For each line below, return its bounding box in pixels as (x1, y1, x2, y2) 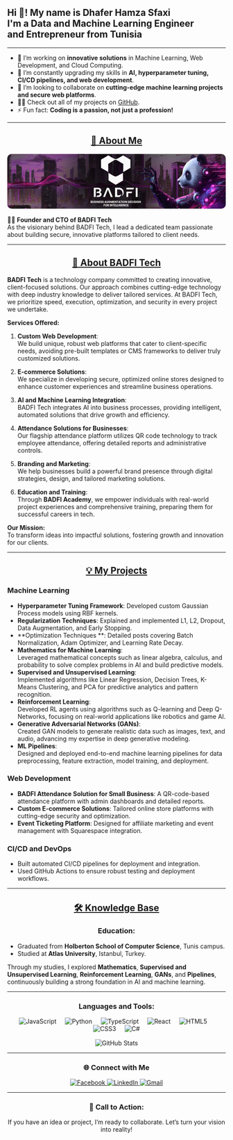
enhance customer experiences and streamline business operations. (17, 382, 214, 390)
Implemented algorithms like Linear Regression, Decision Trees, (17, 675, 200, 684)
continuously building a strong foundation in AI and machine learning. (7, 977, 206, 986)
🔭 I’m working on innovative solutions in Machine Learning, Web (17, 53, 203, 62)
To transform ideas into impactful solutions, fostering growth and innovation (7, 531, 224, 539)
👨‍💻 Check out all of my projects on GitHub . (17, 98, 140, 106)
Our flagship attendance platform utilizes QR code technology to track (17, 431, 218, 440)
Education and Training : (17, 488, 88, 496)
